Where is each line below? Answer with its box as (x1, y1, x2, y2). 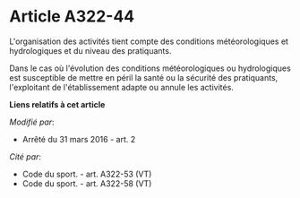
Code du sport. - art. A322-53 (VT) (21, 168, 152, 179)
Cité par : (9, 151, 42, 162)
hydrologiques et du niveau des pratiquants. (9, 45, 172, 56)
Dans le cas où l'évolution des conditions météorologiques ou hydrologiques (9, 63, 291, 73)
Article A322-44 (9, 6, 135, 27)
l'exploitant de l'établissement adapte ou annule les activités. (9, 82, 235, 92)
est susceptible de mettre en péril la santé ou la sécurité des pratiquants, (9, 72, 279, 82)
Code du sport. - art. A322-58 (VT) (21, 177, 152, 189)
